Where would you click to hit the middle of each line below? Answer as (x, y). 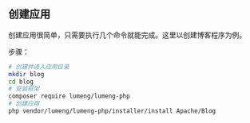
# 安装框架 (24, 89)
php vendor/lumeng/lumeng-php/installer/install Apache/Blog (112, 111)
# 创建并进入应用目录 (39, 67)
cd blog (21, 82)
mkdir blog (26, 74)
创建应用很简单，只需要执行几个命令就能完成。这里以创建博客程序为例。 (127, 35)
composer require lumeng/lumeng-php (69, 96)
